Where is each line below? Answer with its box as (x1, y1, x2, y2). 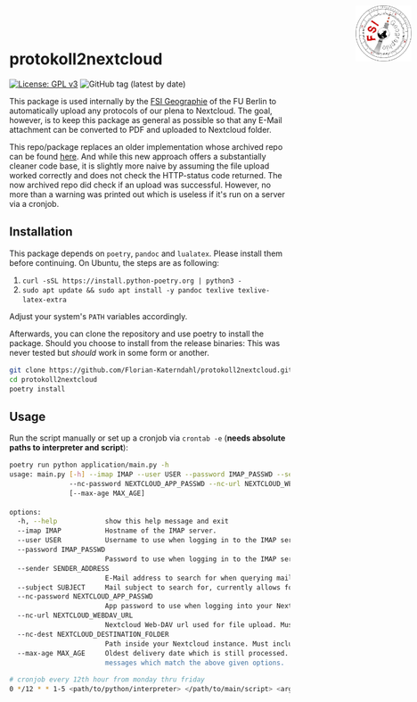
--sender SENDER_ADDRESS (17, 564, 110, 573)
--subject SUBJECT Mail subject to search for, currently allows (17, 582, 281, 592)
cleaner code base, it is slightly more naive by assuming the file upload (9, 161, 270, 171)
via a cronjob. (9, 198, 60, 209)
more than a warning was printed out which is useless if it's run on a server (9, 188, 285, 200)
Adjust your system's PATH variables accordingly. (9, 310, 188, 321)
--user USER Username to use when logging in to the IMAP (17, 536, 277, 545)
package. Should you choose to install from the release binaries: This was (9, 337, 281, 348)
